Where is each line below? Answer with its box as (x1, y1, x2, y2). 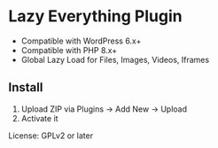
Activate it (20, 113, 58, 123)
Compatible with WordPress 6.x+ (20, 35, 142, 46)
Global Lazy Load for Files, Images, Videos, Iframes (20, 54, 210, 65)
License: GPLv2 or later (8, 130, 94, 141)
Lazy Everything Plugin (8, 6, 183, 27)
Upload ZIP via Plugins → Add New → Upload (20, 104, 188, 114)
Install (8, 80, 43, 95)
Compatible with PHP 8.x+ (20, 44, 118, 55)
